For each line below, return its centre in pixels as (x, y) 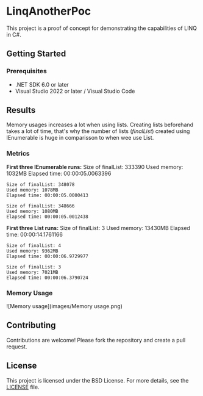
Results (21, 110)
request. (17, 347)
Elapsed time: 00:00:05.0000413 (47, 195)
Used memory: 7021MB (33, 272)
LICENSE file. (23, 387)
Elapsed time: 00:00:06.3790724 (47, 278)
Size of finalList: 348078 (41, 184)
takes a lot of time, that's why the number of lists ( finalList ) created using (98, 131)
